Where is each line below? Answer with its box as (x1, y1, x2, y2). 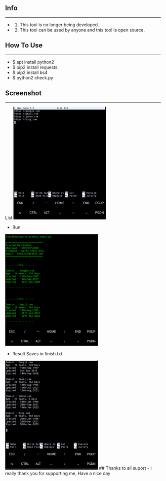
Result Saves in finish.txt (12, 350, 63, 357)
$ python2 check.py (12, 74, 53, 80)
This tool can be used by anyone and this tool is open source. (19, 27, 145, 33)
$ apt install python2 (12, 59, 54, 65)
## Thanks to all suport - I (98, 465, 152, 471)
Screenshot (5, 89, 42, 98)
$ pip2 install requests (12, 64, 58, 70)
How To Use (5, 41, 43, 50)
